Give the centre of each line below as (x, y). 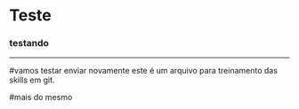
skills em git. (32, 80)
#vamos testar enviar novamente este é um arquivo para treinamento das (144, 71)
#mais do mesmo (41, 97)
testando (29, 43)
